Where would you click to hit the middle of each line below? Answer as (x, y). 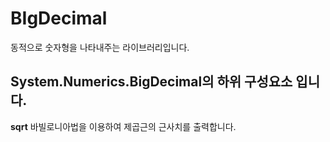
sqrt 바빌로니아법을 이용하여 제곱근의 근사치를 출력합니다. (123, 126)
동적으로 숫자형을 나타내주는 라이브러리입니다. (100, 47)
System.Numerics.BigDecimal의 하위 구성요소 (151, 82)
